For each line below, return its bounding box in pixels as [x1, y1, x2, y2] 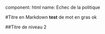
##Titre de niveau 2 [5, 24, 47, 30]
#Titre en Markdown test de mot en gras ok [5, 14, 97, 20]
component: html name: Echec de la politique [5, 5, 100, 10]
